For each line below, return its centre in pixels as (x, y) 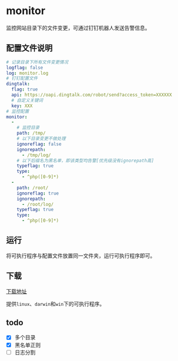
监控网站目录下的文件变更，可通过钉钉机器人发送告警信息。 (78, 28)
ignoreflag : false (39, 144)
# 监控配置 (18, 111)
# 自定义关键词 (27, 100)
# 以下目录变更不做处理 (41, 139)
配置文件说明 (29, 48)
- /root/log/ (38, 204)
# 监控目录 (28, 128)
